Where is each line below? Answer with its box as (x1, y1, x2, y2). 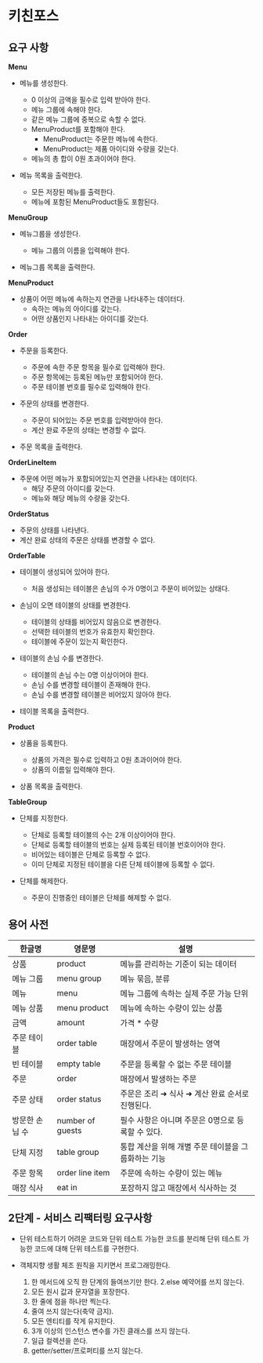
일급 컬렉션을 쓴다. (31, 1336, 88, 1345)
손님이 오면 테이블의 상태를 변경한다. (19, 601, 131, 609)
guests (56, 1124, 82, 1135)
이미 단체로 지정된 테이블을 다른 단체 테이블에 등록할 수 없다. (31, 860, 215, 868)
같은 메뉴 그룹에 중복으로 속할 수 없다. (31, 115, 146, 124)
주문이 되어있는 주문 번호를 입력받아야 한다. (31, 415, 164, 425)
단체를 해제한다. (19, 876, 68, 886)
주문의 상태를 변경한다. (19, 399, 89, 408)
